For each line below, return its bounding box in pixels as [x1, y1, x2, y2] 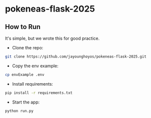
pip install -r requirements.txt [5, 90, 73, 95]
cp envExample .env [5, 72, 45, 77]
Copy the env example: [12, 63, 59, 69]
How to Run [5, 23, 41, 31]
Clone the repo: [12, 45, 44, 50]
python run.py [5, 108, 34, 113]
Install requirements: [12, 81, 53, 87]
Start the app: [12, 99, 40, 105]
